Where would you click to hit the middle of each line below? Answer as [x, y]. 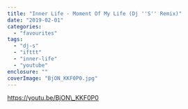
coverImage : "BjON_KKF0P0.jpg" [53, 78]
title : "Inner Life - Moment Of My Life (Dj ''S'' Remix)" [95, 14]
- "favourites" [36, 33]
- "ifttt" [28, 53]
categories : [24, 26]
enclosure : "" [28, 72]
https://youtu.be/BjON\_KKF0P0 [53, 98]
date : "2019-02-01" [36, 20]
